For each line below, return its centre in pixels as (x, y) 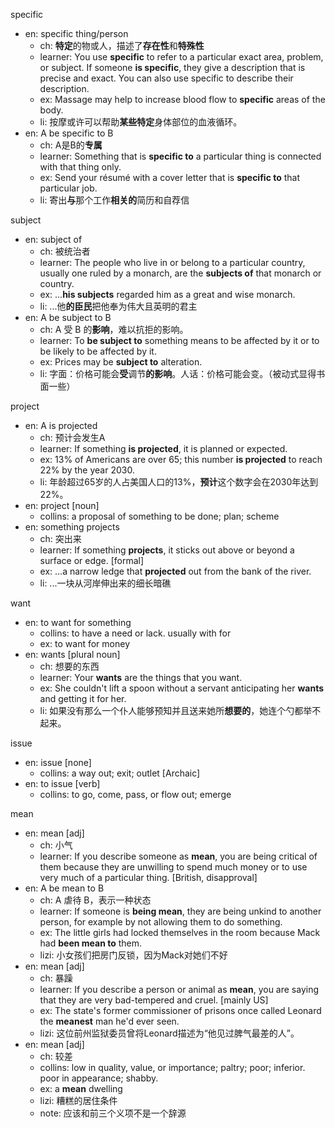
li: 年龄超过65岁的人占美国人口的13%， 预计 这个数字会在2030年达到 (179, 482)
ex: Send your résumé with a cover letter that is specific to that (170, 177)
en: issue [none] (58, 762)
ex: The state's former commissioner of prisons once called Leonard (180, 1010)
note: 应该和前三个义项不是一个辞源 (113, 1113)
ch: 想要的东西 (69, 666)
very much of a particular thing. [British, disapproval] (148, 877)
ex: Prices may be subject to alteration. (121, 362)
